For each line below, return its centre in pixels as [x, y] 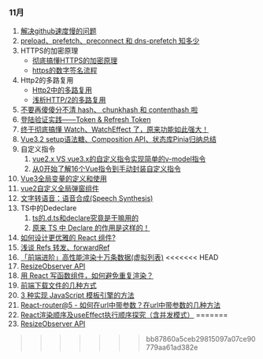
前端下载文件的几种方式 [58, 286]
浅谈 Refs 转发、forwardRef [65, 248]
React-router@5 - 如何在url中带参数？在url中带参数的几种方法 [120, 305]
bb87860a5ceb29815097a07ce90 [201, 339]
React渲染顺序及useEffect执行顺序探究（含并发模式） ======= [124, 315]
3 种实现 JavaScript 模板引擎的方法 [77, 295]
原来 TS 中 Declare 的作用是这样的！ [91, 228]
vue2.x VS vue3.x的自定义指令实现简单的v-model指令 [119, 159]
